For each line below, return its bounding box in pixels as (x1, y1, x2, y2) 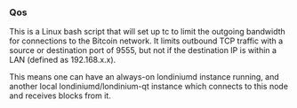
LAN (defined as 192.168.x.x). (9, 55, 116, 66)
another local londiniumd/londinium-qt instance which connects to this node (9, 81, 289, 92)
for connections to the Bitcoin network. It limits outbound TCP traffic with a (9, 35, 284, 46)
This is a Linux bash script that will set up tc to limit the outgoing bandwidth (9, 27, 286, 37)
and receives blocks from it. (9, 90, 111, 101)
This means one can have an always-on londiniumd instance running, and (9, 72, 280, 82)
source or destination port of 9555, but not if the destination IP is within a (9, 45, 277, 56)
